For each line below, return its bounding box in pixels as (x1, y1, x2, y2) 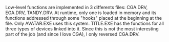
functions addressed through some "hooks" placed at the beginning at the (5, 15, 162, 21)
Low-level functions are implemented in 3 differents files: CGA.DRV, (5, 5, 148, 10)
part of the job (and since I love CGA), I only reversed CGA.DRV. (5, 31, 140, 37)
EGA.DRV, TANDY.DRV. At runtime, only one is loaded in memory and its (5, 10, 157, 16)
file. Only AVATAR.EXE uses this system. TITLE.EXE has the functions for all (5, 20, 164, 26)
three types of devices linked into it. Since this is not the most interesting (5, 26, 159, 32)
